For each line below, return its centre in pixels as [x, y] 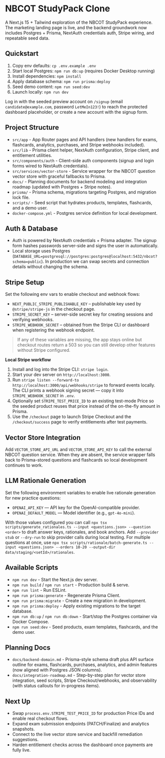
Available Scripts [32, 568]
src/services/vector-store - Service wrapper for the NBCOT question [84, 171]
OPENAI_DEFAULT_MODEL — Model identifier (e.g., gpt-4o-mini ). [74, 513]
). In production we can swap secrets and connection [95, 261]
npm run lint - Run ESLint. [39, 590]
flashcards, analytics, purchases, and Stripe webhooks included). [79, 144]
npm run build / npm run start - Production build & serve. [71, 585]
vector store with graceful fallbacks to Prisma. [59, 176]
